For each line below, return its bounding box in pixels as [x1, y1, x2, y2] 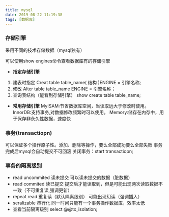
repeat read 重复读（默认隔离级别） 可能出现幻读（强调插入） [12, 194, 143, 200]
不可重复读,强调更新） [26, 187, 72, 193]
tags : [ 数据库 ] [5, 17, 36, 22]
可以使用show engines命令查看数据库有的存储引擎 [5, 58, 110, 64]
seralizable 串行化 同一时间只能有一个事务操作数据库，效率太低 [12, 200, 145, 206]
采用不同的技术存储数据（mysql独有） [5, 47, 85, 53]
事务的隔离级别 [5, 162, 42, 169]
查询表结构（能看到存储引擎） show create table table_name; [12, 92, 141, 98]
